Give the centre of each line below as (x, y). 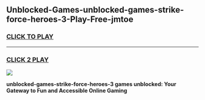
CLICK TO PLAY (30, 37)
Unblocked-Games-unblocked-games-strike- (95, 10)
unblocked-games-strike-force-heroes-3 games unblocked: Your (92, 84)
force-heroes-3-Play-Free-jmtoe (70, 20)
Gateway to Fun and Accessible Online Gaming (67, 90)
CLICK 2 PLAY (27, 59)
